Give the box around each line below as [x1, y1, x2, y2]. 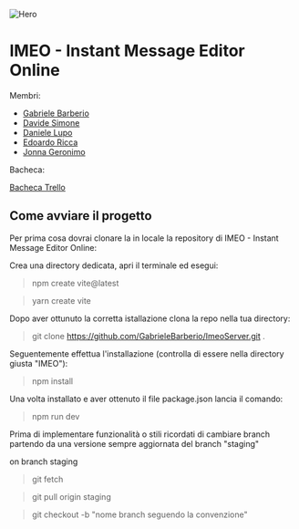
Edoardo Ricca [22, 137, 78, 148]
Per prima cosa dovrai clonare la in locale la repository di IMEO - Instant [9, 233, 280, 244]
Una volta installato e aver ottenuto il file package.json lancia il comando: [9, 393, 284, 404]
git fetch [31, 473, 64, 484]
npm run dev [31, 410, 80, 421]
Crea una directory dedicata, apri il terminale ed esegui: [9, 260, 219, 271]
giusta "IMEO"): [9, 358, 68, 368]
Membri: [9, 89, 41, 100]
